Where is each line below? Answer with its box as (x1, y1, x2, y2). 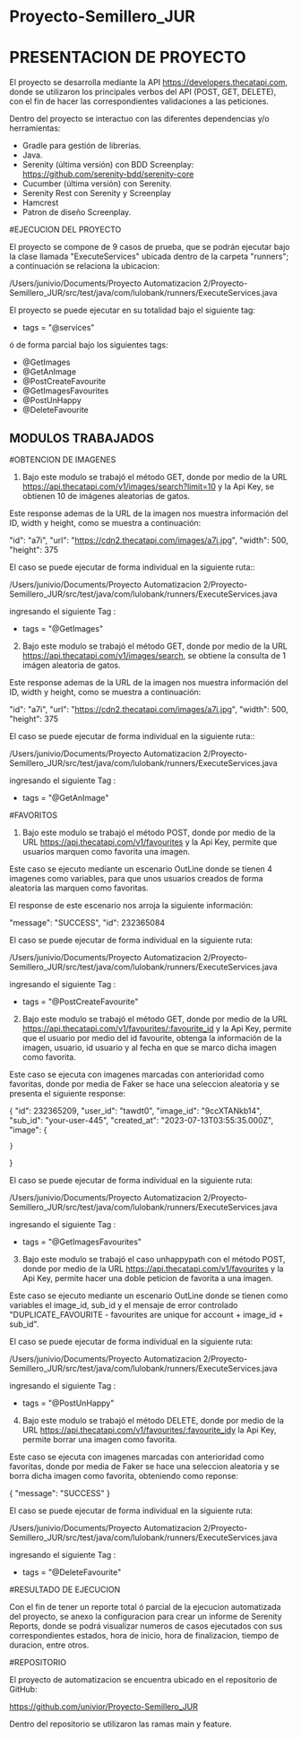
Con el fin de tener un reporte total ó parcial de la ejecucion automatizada (9, 1601, 281, 1612)
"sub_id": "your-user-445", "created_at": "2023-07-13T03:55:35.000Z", (9, 1114, 274, 1125)
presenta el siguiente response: (9, 1088, 125, 1098)
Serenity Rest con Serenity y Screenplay (21, 188, 172, 199)
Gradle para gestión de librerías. (21, 141, 142, 151)
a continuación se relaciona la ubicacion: (9, 261, 160, 271)
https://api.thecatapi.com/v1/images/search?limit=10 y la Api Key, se (21, 481, 275, 492)
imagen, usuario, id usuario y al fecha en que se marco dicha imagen (21, 1042, 277, 1053)
